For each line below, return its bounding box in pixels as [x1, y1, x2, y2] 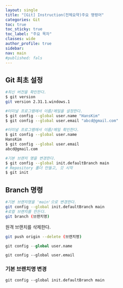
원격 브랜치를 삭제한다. [5, 224, 51, 230]
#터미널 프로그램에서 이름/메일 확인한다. [5, 127, 79, 133]
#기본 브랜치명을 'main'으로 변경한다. [5, 200, 77, 205]
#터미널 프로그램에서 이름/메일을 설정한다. [5, 109, 83, 114]
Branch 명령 [5, 186, 43, 194]
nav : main [5, 50, 27, 56]
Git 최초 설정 [5, 76, 43, 84]
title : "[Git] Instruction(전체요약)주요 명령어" [5, 12, 104, 17]
